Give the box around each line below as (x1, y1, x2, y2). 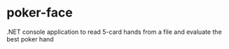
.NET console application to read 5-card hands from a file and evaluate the (6, 28, 222, 36)
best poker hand (6, 35, 54, 43)
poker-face (6, 5, 73, 21)
